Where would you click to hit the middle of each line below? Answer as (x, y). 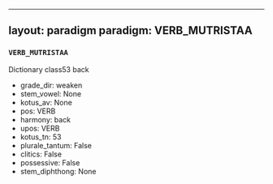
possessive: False (50, 162)
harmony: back (45, 119)
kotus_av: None (46, 102)
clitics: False (41, 154)
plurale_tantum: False (56, 145)
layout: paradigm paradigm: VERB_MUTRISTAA (131, 30)
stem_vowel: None (51, 93)
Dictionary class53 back (49, 69)
